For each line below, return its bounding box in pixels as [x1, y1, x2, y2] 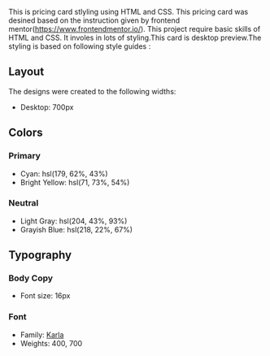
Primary [8, 150, 41, 162]
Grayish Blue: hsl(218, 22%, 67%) [20, 224, 133, 234]
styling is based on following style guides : [8, 41, 151, 51]
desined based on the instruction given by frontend [8, 15, 181, 25]
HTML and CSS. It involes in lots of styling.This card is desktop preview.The [8, 33, 262, 42]
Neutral [8, 198, 39, 209]
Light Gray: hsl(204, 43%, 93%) [20, 215, 128, 226]
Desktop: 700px [20, 102, 74, 112]
